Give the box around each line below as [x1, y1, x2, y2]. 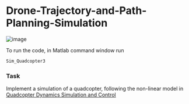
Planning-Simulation [6, 16, 108, 30]
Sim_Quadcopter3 [6, 58, 45, 64]
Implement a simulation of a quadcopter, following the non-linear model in [6, 85, 184, 92]
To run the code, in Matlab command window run [6, 46, 124, 53]
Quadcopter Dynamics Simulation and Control [6, 91, 116, 98]
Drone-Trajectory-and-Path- [6, 4, 147, 17]
